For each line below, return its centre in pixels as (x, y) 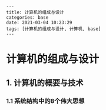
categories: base (27, 18)
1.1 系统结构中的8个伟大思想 (45, 101)
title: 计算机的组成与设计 (35, 12)
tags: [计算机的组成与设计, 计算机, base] (54, 29)
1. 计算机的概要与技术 (45, 83)
